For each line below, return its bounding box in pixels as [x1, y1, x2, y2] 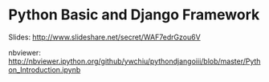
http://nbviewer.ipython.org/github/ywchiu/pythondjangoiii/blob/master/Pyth [8, 56, 261, 66]
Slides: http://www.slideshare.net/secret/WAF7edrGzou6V [8, 32, 201, 42]
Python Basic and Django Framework [8, 6, 260, 24]
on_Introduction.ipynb [8, 64, 81, 74]
